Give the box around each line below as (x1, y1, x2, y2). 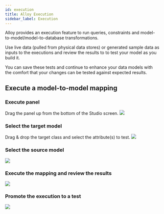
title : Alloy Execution (5, 12, 54, 17)
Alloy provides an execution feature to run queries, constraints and (5, 30, 140, 36)
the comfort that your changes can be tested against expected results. (5, 70, 147, 76)
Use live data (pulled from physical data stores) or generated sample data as (5, 45, 160, 51)
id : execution (5, 7, 34, 12)
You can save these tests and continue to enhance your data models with (5, 64, 153, 70)
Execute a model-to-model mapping (5, 84, 117, 92)
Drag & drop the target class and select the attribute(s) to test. (5, 134, 131, 140)
